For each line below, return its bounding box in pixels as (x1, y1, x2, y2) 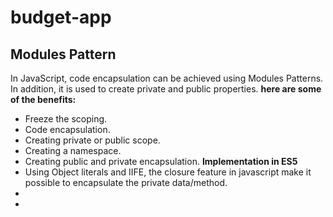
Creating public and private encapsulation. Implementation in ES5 (24, 156, 298, 167)
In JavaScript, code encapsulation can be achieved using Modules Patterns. (10, 72, 324, 84)
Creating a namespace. (24, 145, 122, 156)
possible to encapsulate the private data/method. (24, 177, 228, 188)
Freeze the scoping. (24, 113, 108, 125)
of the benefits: (10, 94, 77, 105)
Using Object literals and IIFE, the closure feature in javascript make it (24, 166, 312, 178)
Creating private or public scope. (24, 134, 161, 146)
